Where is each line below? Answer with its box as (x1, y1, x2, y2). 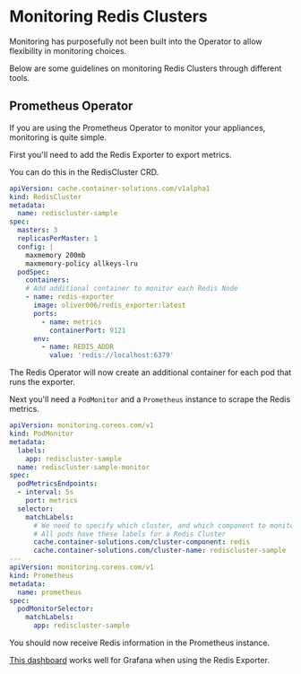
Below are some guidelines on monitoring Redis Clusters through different (9, 63, 282, 74)
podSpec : (17, 267, 50, 276)
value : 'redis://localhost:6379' (48, 351, 175, 360)
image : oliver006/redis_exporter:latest (32, 301, 186, 310)
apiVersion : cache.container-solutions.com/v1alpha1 (9, 184, 211, 193)
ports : (32, 309, 58, 318)
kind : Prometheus (9, 571, 74, 580)
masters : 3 (17, 226, 58, 235)
